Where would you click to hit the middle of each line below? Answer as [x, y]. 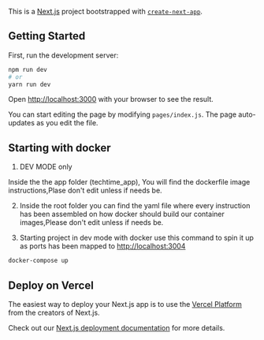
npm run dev [28, 69]
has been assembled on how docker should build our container [122, 214]
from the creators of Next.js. [54, 312]
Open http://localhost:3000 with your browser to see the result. [111, 99]
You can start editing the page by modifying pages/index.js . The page [123, 114]
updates [22, 123]
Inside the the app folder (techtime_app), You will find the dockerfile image [129, 182]
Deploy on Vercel [51, 285]
